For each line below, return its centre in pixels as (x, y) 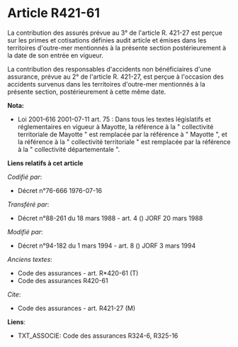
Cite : (14, 294)
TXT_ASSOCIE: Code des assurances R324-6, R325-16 (98, 336)
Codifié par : (25, 177)
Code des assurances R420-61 (63, 280)
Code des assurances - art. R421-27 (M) (76, 308)
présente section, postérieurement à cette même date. (87, 92)
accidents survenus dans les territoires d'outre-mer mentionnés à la (106, 84)
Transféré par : (28, 204)
